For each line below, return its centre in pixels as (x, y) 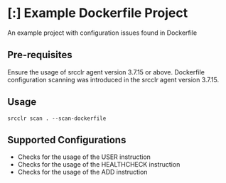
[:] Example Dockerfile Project (98, 13)
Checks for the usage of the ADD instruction (82, 172)
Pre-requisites (40, 55)
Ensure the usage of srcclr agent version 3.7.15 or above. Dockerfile (106, 72)
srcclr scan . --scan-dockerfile (57, 118)
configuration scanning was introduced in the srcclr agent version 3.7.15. (113, 79)
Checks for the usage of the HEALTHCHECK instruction (99, 165)
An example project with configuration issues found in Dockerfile (102, 33)
